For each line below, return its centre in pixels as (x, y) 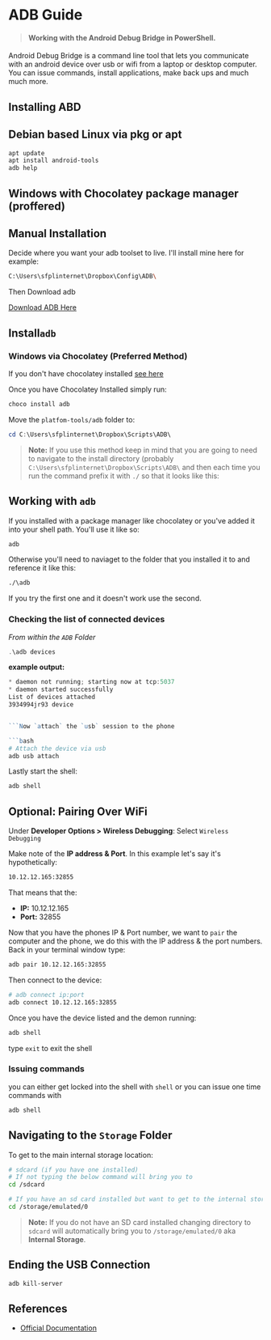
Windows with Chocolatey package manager (124, 193)
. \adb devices (32, 652)
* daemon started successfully (61, 689)
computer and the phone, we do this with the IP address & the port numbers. (135, 941)
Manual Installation (58, 233)
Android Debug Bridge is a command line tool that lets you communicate (129, 56)
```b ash (21, 741)
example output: (37, 667)
